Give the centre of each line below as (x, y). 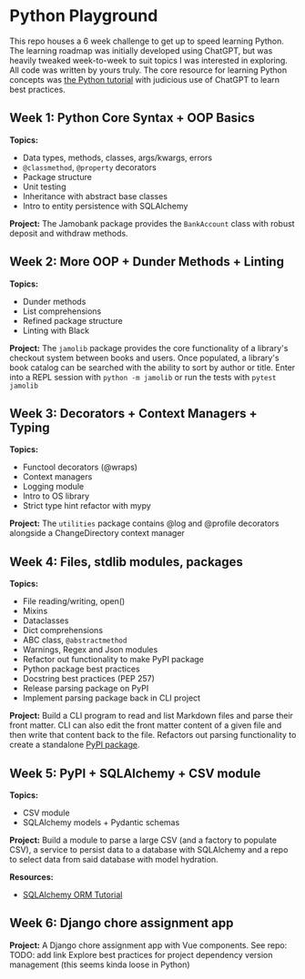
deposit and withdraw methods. (69, 233)
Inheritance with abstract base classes (95, 196)
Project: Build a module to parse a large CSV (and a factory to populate (143, 840)
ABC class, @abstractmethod (75, 640)
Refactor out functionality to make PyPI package (113, 660)
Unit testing (44, 187)
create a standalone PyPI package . (75, 745)
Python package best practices (81, 669)
